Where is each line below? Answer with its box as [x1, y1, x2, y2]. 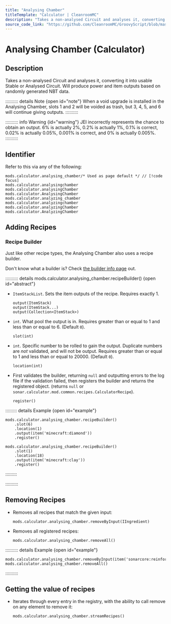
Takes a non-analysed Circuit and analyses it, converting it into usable [5, 78, 153, 84]
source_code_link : [5, 21, 44, 27]
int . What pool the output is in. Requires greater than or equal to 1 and [12, 318, 160, 324]
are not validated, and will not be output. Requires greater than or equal [12, 348, 162, 354]
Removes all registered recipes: [12, 528, 79, 534]
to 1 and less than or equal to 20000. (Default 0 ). [12, 353, 115, 359]
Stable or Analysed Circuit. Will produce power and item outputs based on [5, 83, 161, 89]
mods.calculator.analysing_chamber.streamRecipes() [12, 614, 125, 619]
